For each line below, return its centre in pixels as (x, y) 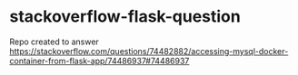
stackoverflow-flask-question (125, 17)
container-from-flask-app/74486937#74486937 (99, 61)
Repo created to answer (55, 42)
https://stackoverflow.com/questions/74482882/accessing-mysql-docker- (149, 51)
